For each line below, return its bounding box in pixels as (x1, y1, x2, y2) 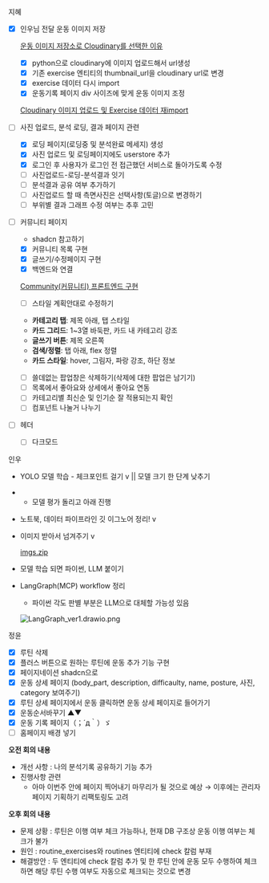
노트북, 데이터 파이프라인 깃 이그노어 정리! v (19, 514, 157, 523)
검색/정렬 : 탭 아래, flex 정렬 (31, 346, 118, 356)
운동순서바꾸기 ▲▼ (19, 707, 82, 717)
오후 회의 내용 (8, 809, 50, 819)
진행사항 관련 (19, 772, 62, 781)
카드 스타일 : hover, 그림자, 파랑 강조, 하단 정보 (31, 356, 176, 365)
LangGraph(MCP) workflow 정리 (19, 580, 126, 590)
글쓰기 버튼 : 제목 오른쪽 (31, 336, 105, 345)
